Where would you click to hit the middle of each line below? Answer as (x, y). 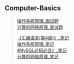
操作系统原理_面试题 (38, 21)
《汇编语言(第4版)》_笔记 (43, 37)
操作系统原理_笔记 (35, 44)
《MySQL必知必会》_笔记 (42, 50)
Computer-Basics (33, 8)
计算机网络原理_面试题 (40, 27)
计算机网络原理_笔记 (38, 56)
